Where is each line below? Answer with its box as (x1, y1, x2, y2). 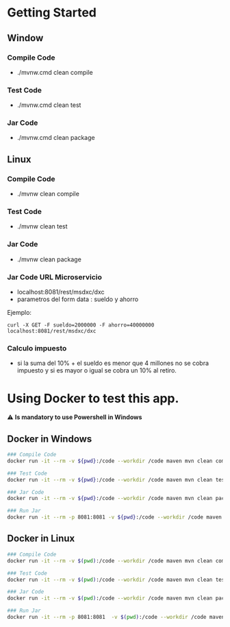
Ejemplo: (7, 309, 32, 317)
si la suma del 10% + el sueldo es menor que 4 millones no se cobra (16, 359, 209, 368)
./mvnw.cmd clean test (16, 101, 81, 109)
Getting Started (7, 5, 97, 21)
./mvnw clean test (16, 222, 68, 230)
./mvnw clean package (16, 255, 82, 263)
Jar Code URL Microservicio (7, 272, 103, 282)
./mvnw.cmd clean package (16, 134, 95, 142)
